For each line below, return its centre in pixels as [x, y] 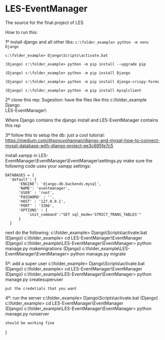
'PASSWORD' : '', [36, 197]
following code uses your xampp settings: [48, 166]
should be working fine [30, 323]
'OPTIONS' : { [33, 210]
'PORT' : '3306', [36, 205]
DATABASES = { [20, 175]
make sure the [138, 160]
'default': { [23, 179]
